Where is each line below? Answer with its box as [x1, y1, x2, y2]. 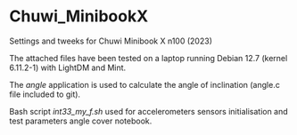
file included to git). [9, 89, 81, 99]
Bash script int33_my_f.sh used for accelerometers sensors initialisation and [9, 106, 288, 116]
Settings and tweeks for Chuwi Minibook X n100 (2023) [9, 36, 212, 46]
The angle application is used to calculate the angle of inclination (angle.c [9, 79, 281, 90]
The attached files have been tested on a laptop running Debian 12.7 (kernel [9, 52, 288, 63]
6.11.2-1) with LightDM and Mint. [9, 62, 127, 73]
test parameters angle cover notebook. [9, 115, 153, 126]
